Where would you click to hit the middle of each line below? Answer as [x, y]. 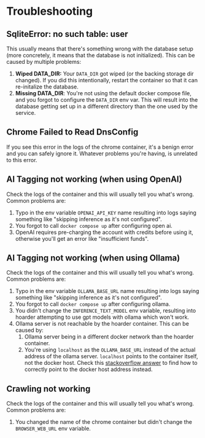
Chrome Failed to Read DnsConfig [72, 132]
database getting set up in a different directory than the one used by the [106, 106]
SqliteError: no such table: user [67, 34]
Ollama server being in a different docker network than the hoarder [109, 337]
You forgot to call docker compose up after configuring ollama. [93, 304]
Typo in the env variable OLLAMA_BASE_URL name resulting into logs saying [107, 291]
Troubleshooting [50, 11]
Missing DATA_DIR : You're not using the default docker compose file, [103, 93]
